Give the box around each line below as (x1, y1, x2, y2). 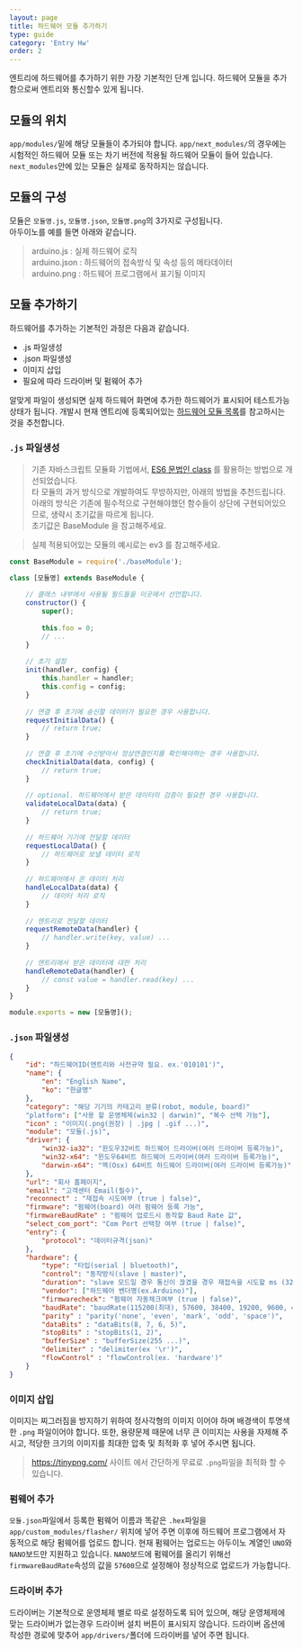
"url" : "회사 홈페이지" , (25, 1177, 108, 1186)
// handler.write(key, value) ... (41, 933, 171, 942)
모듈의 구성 (9, 190, 67, 205)
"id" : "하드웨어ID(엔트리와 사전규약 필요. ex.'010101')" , (25, 1060, 225, 1069)
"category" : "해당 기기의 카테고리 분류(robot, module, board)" (25, 1102, 251, 1112)
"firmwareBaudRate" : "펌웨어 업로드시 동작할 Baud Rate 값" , (25, 1212, 243, 1221)
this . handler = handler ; (41, 674, 135, 683)
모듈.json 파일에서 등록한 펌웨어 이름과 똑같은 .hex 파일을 (9, 1515, 207, 1526)
